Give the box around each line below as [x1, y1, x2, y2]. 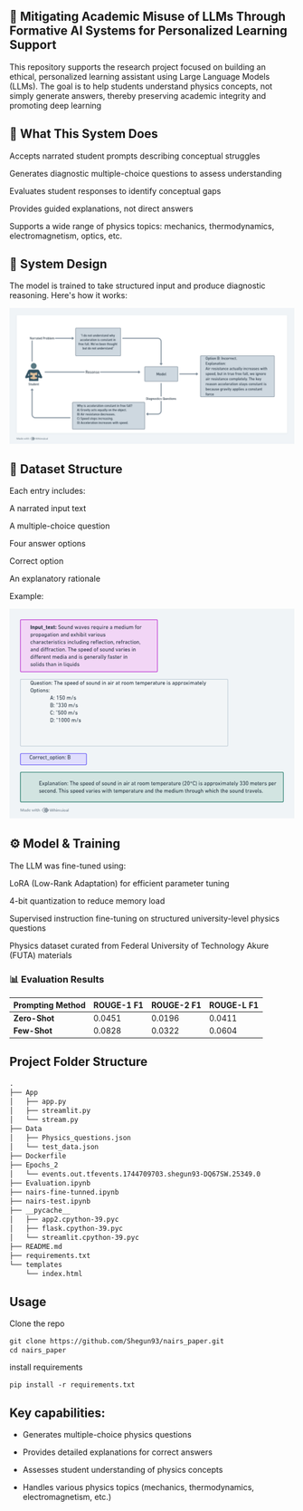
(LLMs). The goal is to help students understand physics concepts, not [9, 81, 273, 92]
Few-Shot [13, 1025, 52, 1036]
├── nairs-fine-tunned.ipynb [9, 1188, 119, 1197]
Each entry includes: [9, 486, 86, 497]
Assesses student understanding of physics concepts [22, 1465, 223, 1476]
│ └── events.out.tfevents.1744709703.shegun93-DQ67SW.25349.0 [9, 1170, 260, 1179]
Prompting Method [13, 999, 86, 1011]
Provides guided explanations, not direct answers [9, 203, 194, 214]
